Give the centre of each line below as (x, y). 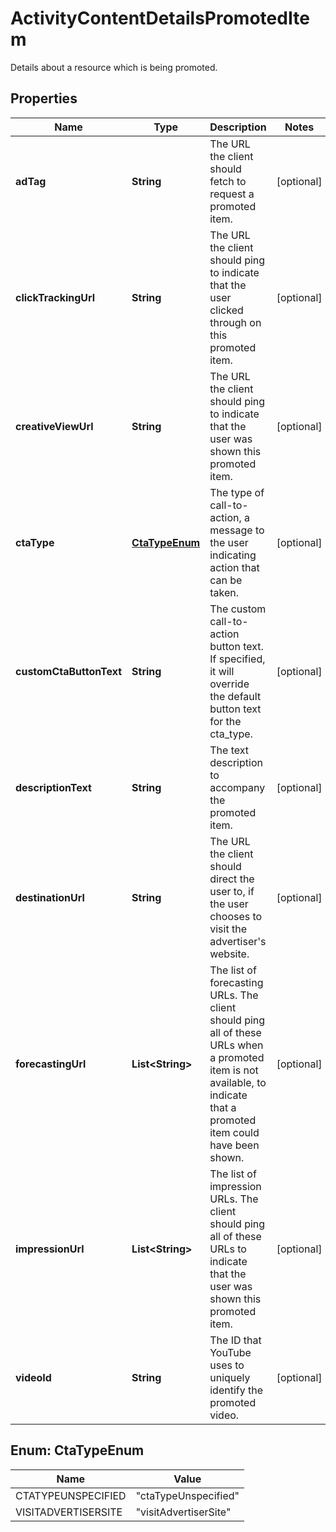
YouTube (230, 1352)
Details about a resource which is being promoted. (114, 67)
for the (225, 721)
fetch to (228, 181)
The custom (238, 609)
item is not (234, 1070)
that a (223, 1107)
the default (235, 696)
